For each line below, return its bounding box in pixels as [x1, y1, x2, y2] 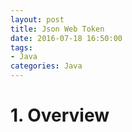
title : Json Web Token [10, 24, 105, 34]
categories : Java [10, 61, 83, 71]
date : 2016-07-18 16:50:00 [10, 33, 123, 43]
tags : [10, 42, 33, 53]
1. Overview [10, 104, 110, 127]
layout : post [10, 14, 65, 25]
